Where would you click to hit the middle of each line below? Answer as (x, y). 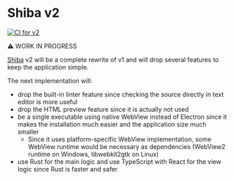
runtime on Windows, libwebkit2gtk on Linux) (93, 154)
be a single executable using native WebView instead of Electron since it (122, 117)
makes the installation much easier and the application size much (112, 124)
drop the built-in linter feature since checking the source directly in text (121, 94)
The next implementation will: (50, 81)
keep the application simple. (48, 67)
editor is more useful (47, 102)
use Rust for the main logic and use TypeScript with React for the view (119, 161)
